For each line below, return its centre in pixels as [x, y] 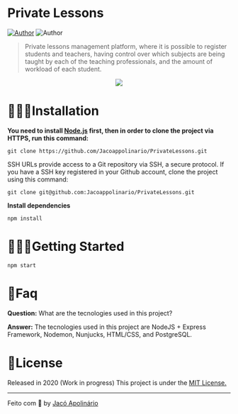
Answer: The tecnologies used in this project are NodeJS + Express [107, 327]
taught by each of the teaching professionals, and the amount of [119, 61]
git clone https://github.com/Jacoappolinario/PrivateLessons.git [107, 151]
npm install [25, 218]
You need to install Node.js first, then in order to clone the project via [110, 130]
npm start [22, 265]
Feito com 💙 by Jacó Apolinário [53, 403]
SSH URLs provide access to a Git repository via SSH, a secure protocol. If [116, 164]
